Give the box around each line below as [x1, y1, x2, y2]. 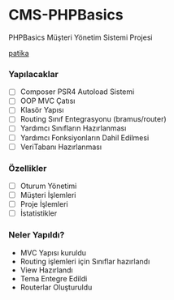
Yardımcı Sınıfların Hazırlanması [20, 123, 127, 133]
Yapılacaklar [8, 68, 59, 79]
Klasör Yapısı [20, 105, 64, 115]
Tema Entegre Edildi [20, 273, 88, 283]
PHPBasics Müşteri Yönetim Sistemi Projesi [8, 32, 153, 42]
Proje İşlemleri [20, 199, 68, 209]
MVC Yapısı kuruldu [20, 247, 87, 257]
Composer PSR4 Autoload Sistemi [20, 87, 135, 96]
